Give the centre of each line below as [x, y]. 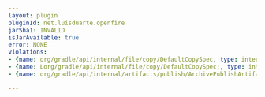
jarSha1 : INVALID [37, 30]
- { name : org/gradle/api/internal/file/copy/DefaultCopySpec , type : [123, 60]
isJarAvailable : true [44, 37]
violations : [28, 52]
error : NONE [28, 45]
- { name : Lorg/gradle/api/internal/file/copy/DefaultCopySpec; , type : [127, 67]
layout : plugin [33, 15]
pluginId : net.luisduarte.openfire [67, 23]
